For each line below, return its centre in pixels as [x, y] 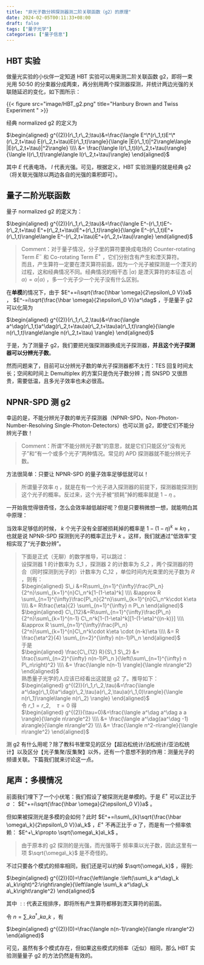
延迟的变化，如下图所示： [49, 91]
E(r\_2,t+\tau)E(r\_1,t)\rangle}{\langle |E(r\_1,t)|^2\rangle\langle [114, 141]
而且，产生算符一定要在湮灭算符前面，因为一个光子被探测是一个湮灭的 [109, 265]
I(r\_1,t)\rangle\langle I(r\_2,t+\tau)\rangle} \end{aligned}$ [98, 154]
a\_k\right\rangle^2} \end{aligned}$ [51, 891]
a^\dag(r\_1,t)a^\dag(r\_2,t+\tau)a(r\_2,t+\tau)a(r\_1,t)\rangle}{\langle [90, 327]
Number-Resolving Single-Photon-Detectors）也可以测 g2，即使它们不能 [98, 426]
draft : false [23, 23]
